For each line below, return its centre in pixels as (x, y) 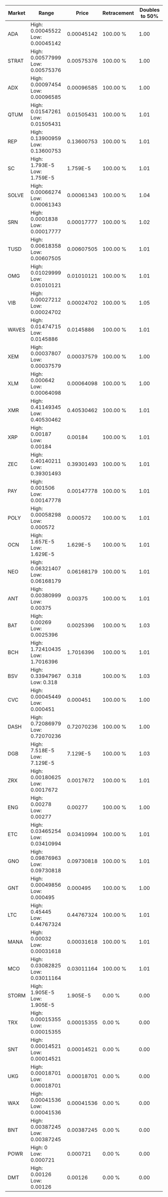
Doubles (149, 10)
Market (17, 13)
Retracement (118, 13)
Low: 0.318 (44, 682)
